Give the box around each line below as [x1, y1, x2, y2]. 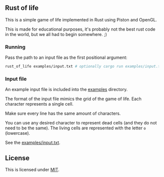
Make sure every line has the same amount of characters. [5, 110, 121, 116]
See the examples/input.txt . [5, 140, 61, 145]
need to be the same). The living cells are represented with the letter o [5, 125, 146, 131]
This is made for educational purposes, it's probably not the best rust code [5, 26, 156, 32]
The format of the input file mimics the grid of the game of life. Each [5, 96, 142, 102]
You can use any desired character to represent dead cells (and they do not [5, 120, 157, 126]
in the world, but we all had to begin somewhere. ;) [5, 31, 107, 37]
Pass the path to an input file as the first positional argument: [5, 54, 128, 60]
